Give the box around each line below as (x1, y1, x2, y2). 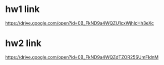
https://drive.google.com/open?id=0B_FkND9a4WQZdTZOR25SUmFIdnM (5, 54, 159, 60)
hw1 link (5, 3, 40, 15)
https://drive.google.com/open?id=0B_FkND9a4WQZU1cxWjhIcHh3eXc (5, 20, 154, 26)
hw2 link (5, 37, 42, 49)
